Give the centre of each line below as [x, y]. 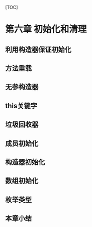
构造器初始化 [25, 162]
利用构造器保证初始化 [38, 49]
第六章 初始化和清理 [46, 29]
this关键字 [21, 106]
